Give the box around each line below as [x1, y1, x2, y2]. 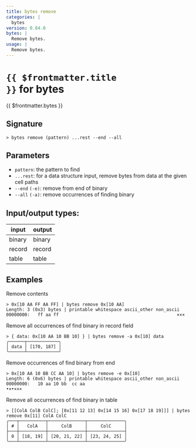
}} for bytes [6, 82, 65, 96]
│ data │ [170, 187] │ [6, 343, 62, 350]
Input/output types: [6, 208, 80, 218]
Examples [6, 275, 43, 285]
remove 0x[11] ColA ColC [6, 413, 67, 419]
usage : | [6, 42, 28, 48]
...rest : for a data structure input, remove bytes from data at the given [14, 172, 187, 179]
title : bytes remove [6, 8, 57, 15]
